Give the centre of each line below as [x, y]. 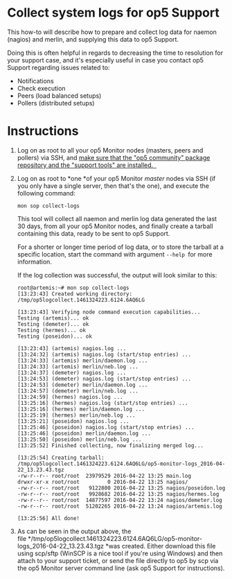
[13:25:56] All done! [48, 518]
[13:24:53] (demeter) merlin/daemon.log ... [82, 385]
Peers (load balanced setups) [59, 96]
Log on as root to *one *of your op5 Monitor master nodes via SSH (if [116, 178]
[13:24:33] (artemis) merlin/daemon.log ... [82, 361]
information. [34, 261]
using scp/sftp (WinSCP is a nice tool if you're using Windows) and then [120, 553]
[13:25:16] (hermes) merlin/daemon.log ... [81, 409]
